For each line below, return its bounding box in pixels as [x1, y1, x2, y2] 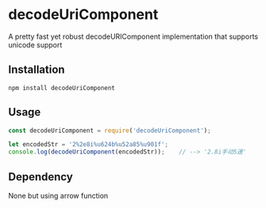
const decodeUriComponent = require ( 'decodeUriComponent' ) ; [8, 127, 212, 134]
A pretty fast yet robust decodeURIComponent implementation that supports [8, 32, 259, 41]
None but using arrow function [8, 191, 109, 200]
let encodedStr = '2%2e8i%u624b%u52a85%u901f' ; [8, 141, 169, 149]
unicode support [8, 40, 63, 49]
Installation [8, 63, 65, 77]
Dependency [8, 170, 73, 183]
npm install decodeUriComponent [8, 84, 115, 92]
